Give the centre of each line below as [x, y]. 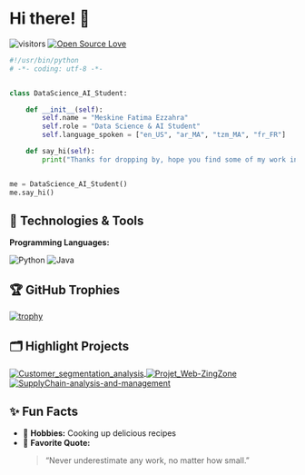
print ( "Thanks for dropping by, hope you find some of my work [164, 159]
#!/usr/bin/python [44, 60]
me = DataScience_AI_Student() [69, 184]
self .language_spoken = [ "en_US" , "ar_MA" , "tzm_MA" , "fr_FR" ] [164, 135]
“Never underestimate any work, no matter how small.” [147, 460]
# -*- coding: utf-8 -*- [56, 69]
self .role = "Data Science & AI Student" [122, 126]
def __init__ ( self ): [64, 109]
